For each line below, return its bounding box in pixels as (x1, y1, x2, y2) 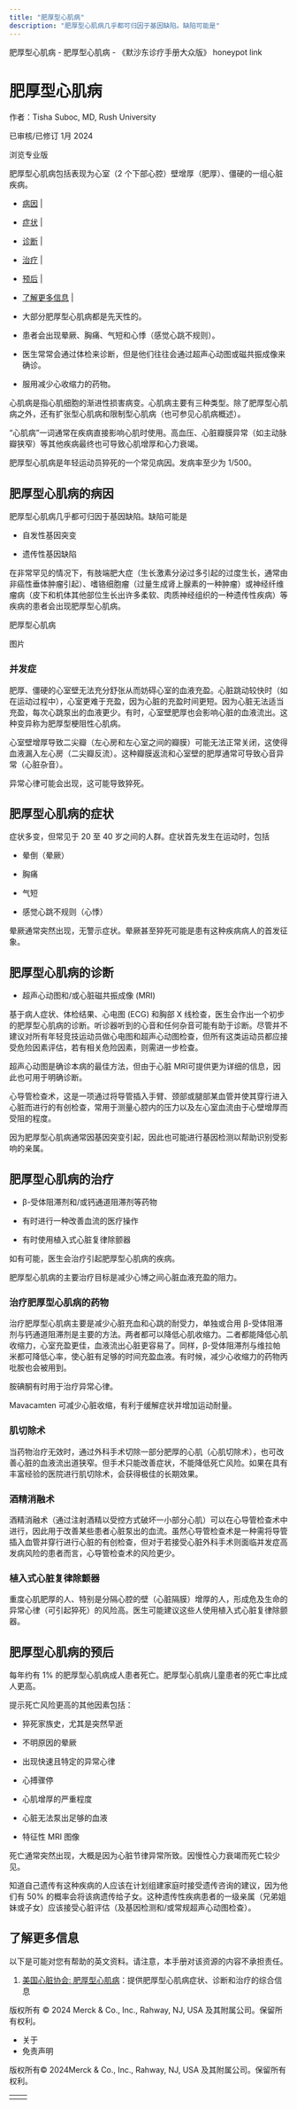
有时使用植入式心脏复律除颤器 (21, 1233, 131, 1245)
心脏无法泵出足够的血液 (21, 1812, 108, 1823)
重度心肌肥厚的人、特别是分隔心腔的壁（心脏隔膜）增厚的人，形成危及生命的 (9, 1594, 288, 1605)
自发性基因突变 (21, 530, 77, 541)
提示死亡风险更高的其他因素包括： (9, 1699, 133, 1710)
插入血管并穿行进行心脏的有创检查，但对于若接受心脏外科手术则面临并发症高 (9, 1537, 288, 1547)
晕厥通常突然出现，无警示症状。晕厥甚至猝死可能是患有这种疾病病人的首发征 (9, 925, 288, 936)
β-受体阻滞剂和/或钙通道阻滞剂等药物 (21, 1196, 157, 1207)
